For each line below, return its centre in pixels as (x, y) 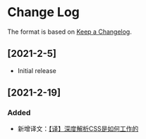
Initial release (37, 70)
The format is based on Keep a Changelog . (69, 32)
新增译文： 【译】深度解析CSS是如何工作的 (78, 129)
